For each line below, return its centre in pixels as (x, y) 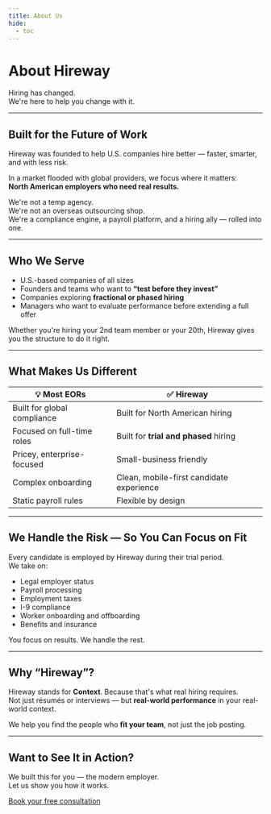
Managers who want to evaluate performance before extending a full (134, 305)
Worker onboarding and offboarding (80, 615)
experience (138, 487)
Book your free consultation (54, 801)
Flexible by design (151, 500)
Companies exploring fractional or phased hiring (102, 297)
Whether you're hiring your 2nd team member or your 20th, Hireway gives (131, 330)
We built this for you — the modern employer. (84, 777)
